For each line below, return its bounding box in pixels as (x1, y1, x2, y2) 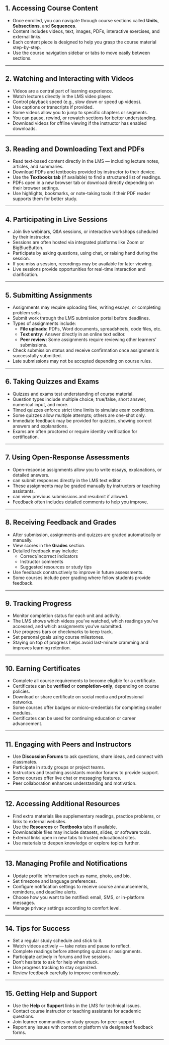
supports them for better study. (12, 196, 78, 202)
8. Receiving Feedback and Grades (5, 518, 117, 527)
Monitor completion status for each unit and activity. (12, 612, 121, 619)
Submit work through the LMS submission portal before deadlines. (12, 315, 150, 321)
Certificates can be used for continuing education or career (12, 715, 136, 722)
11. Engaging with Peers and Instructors (5, 740, 132, 748)
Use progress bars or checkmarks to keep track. (12, 629, 113, 635)
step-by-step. (12, 44, 41, 50)
